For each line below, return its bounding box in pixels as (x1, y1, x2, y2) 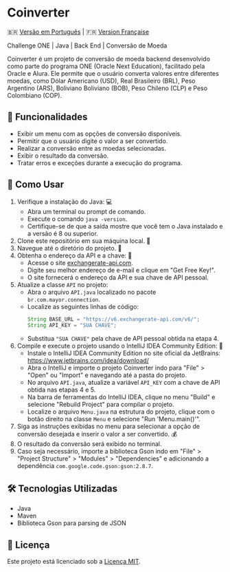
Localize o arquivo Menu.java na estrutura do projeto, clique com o (27, 407, 215, 416)
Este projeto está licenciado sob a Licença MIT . (7, 557, 141, 565)
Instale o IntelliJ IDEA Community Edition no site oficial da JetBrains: (27, 349, 221, 357)
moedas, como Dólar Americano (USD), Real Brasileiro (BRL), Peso (7, 76, 196, 85)
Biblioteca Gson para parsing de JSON (16, 519, 127, 527)
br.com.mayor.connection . (27, 295, 101, 304)
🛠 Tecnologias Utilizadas (7, 483, 118, 494)
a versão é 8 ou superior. (27, 229, 98, 237)
